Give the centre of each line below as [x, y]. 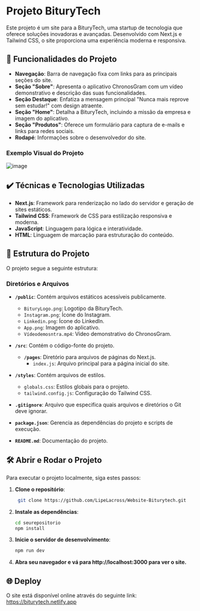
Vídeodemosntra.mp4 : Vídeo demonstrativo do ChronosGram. [97, 333]
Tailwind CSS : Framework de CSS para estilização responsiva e [93, 216]
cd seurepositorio [38, 523]
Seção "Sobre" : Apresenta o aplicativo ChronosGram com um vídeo [99, 86]
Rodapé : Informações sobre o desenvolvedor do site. [80, 137]
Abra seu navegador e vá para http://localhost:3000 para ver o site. [101, 562]
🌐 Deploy [24, 581]
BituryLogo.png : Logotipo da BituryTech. [73, 308]
